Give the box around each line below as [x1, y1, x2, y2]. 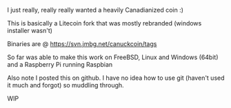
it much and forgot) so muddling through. [7, 81, 124, 89]
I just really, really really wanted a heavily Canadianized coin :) [7, 6, 184, 14]
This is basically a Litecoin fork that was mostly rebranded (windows [7, 19, 202, 27]
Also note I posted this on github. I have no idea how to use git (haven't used [7, 74, 225, 82]
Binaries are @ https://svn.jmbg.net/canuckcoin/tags [7, 40, 157, 47]
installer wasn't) [7, 27, 53, 34]
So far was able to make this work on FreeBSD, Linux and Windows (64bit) [7, 53, 219, 61]
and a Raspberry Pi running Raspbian [7, 61, 113, 68]
